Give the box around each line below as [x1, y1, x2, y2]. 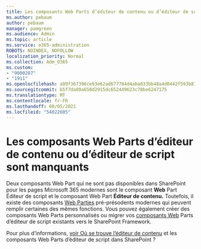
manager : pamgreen [6, 25, 52, 32]
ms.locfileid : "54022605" [6, 109, 71, 115]
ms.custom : [6, 64, 33, 71]
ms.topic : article [6, 37, 52, 42]
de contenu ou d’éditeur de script [6, 147, 175, 161]
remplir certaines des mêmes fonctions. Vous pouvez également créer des [6, 205, 190, 212]
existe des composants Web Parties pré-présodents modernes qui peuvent [6, 199, 191, 207]
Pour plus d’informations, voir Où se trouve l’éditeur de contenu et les [6, 230, 178, 237]
